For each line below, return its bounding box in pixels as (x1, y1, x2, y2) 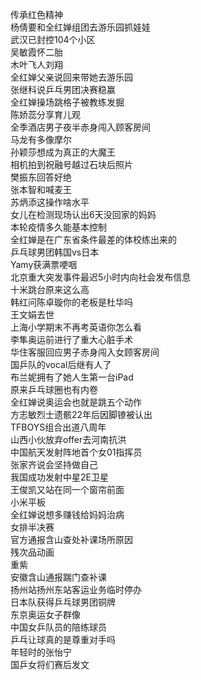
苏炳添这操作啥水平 (10, 196, 90, 208)
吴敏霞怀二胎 (10, 46, 63, 58)
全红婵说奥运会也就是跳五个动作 (10, 396, 142, 408)
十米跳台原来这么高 (10, 284, 90, 295)
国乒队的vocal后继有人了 (10, 359, 112, 370)
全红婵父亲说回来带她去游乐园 (10, 71, 133, 83)
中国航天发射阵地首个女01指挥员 (10, 446, 143, 458)
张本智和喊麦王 (10, 184, 72, 195)
